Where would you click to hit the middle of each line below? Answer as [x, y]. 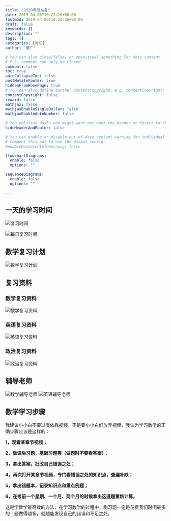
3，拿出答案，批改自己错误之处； [40, 464]
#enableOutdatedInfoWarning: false [43, 146]
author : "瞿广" [21, 48]
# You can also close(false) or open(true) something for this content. [84, 57]
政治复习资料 [21, 351]
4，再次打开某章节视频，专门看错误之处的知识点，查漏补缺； [69, 475]
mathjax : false [21, 104]
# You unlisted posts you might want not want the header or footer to [83, 123]
